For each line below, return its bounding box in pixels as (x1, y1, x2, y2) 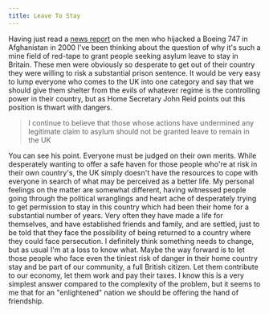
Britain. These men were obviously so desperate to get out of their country (8, 60, 255, 69)
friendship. (8, 295, 44, 306)
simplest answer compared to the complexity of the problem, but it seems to (8, 279, 261, 288)
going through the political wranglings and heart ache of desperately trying (8, 193, 257, 203)
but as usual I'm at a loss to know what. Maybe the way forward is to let (8, 245, 245, 254)
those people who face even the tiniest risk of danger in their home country (8, 253, 259, 262)
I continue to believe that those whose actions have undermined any (27, 118, 255, 127)
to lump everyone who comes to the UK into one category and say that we (8, 76, 255, 86)
